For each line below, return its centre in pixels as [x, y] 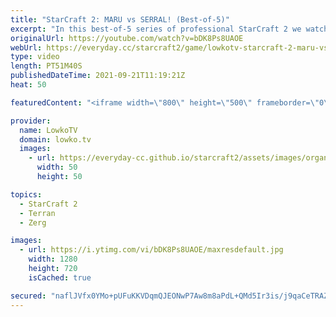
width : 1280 [53, 259]
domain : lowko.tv [55, 139]
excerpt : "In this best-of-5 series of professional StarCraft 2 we [156, 29]
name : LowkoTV [48, 130]
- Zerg [33, 222]
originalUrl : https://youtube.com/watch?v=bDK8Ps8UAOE [127, 38]
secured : [28, 296]
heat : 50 [28, 85]
